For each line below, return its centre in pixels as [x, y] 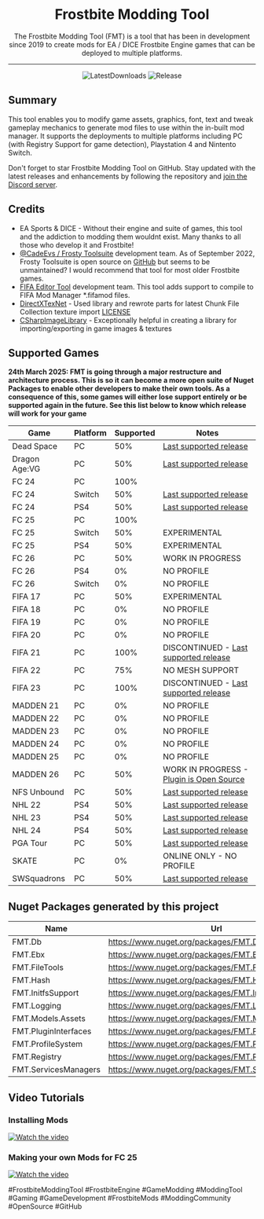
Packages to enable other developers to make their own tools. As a [119, 389]
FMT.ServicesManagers [56, 1070]
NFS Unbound [38, 792]
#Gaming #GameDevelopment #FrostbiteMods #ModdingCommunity [120, 1198]
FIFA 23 [26, 688]
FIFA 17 [26, 597]
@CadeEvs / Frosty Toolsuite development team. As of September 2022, [137, 253]
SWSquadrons [38, 879]
